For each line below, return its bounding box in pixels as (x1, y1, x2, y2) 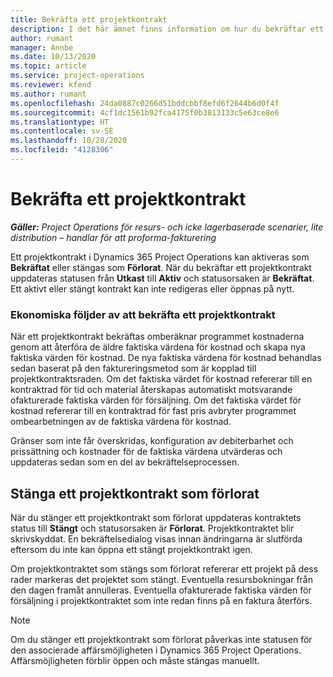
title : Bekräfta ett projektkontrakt (10, 14, 168, 25)
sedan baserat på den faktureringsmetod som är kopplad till (10, 362, 257, 375)
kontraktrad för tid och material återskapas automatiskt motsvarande (10, 384, 293, 396)
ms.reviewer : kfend (10, 80, 92, 90)
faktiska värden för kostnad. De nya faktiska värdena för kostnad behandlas (10, 352, 322, 364)
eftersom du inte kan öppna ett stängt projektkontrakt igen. (10, 543, 253, 555)
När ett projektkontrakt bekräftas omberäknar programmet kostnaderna (10, 331, 305, 343)
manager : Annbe (10, 42, 74, 53)
